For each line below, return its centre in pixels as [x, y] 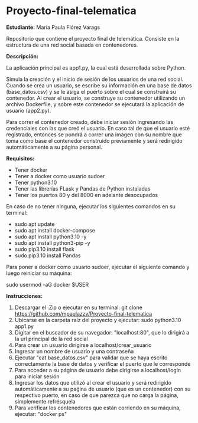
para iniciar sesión [37, 376]
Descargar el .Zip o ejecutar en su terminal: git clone [79, 307]
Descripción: [22, 56]
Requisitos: [20, 158]
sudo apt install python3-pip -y [52, 242]
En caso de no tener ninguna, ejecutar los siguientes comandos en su [91, 206]
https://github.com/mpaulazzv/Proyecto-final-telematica [83, 313]
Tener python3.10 [36, 182]
